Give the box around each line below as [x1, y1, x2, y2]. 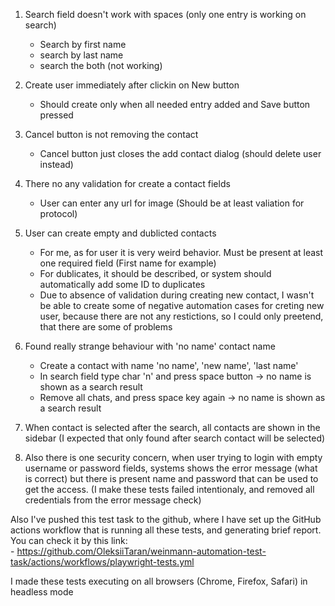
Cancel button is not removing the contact [24, 129, 199, 140]
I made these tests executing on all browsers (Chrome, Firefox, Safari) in [10, 575, 308, 587]
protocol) [39, 208, 78, 219]
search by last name [39, 49, 124, 61]
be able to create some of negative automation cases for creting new [39, 300, 325, 311]
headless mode [10, 586, 74, 598]
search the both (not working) [39, 60, 163, 71]
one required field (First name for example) [39, 257, 217, 269]
